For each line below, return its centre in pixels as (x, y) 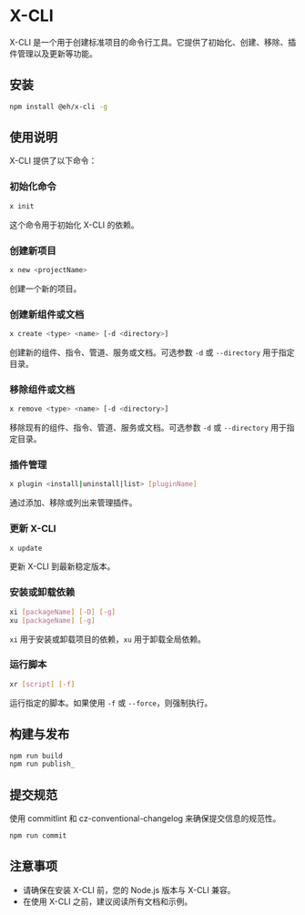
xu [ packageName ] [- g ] (52, 620)
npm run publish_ (42, 764)
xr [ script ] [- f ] (42, 684)
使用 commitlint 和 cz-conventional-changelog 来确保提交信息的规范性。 (145, 818)
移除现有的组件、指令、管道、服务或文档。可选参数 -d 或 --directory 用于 (148, 428)
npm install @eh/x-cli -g (58, 107)
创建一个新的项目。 (46, 289)
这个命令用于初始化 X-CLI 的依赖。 (74, 225)
